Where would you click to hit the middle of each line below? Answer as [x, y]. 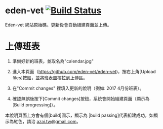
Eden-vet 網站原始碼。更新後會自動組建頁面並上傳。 [59, 25]
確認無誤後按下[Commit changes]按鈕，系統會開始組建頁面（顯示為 [81, 98]
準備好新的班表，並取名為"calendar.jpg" [53, 61]
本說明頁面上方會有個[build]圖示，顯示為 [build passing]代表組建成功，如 [80, 115]
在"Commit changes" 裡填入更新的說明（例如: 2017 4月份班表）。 [78, 88]
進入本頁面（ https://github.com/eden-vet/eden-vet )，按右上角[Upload [84, 71]
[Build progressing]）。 [35, 105]
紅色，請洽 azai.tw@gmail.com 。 [47, 121]
